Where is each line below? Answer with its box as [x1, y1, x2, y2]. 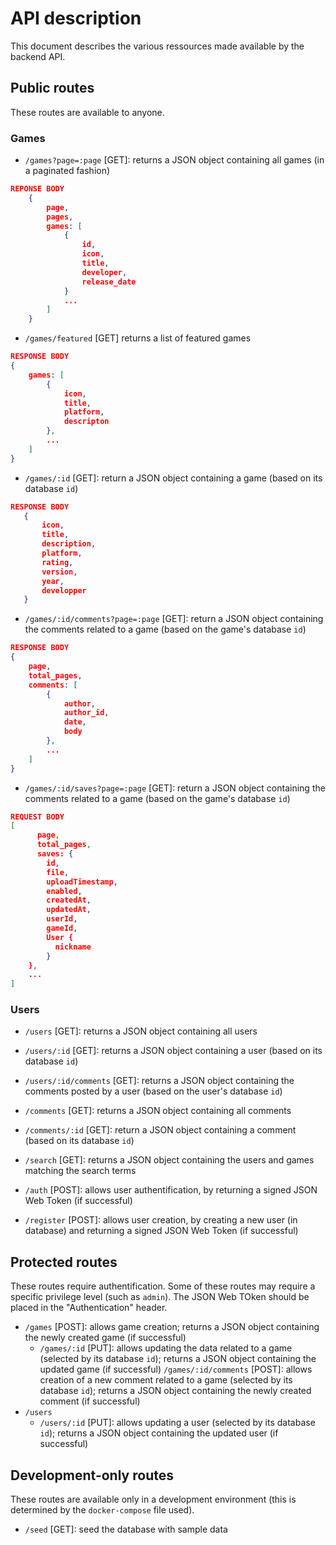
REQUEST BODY [10, 812, 65, 822]
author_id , [63, 708, 110, 718]
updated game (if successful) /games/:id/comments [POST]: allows [39, 1363, 313, 1376]
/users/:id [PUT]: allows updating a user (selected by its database [39, 1417, 316, 1429]
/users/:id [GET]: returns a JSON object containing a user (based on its [24, 1045, 323, 1057]
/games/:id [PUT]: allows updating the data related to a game [39, 1342, 293, 1354]
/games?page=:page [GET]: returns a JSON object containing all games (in [24, 154, 325, 166]
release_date [81, 277, 137, 287]
